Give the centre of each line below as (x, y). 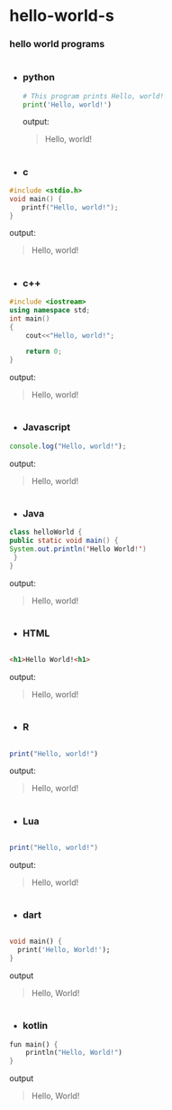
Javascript (46, 427)
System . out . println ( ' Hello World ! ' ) (78, 549)
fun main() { (34, 1044)
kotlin (35, 1026)
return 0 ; (44, 352)
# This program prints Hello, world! (93, 96)
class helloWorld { (46, 532)
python (39, 78)
